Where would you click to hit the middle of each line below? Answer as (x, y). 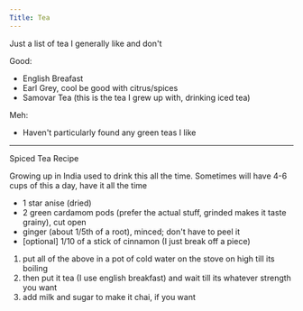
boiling (35, 268)
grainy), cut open (55, 222)
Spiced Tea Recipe (44, 158)
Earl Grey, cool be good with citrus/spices (100, 87)
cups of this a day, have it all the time (78, 185)
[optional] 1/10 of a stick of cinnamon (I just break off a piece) (136, 241)
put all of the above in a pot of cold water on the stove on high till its (148, 259)
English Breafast (53, 78)
